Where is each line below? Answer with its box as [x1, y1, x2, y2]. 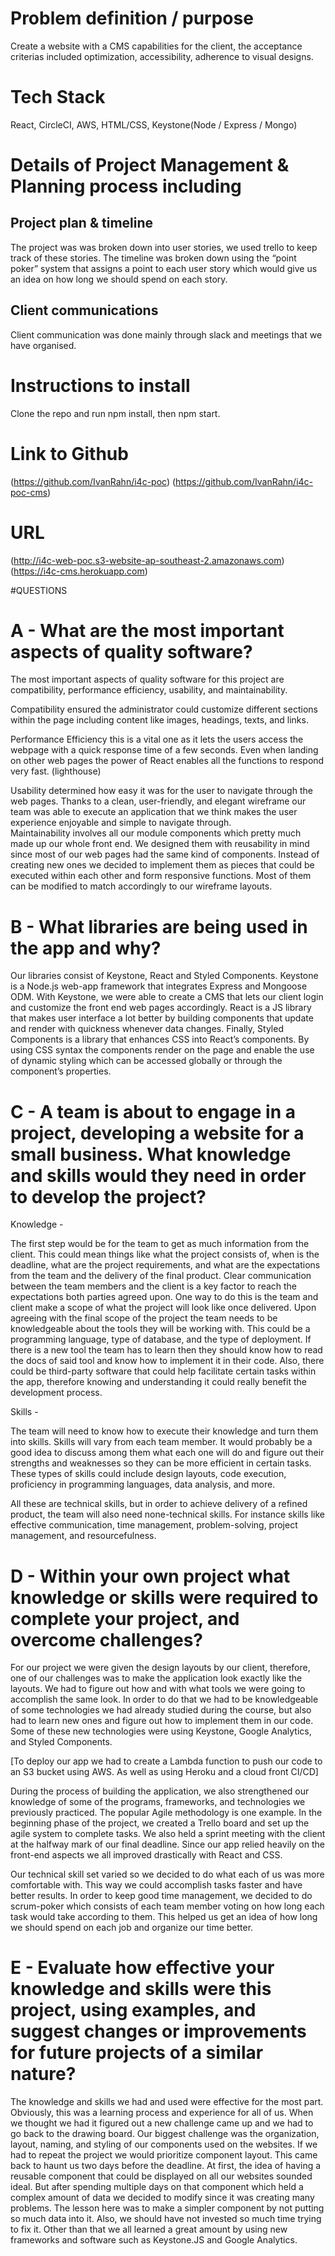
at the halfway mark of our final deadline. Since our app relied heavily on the [10, 1838, 325, 1851]
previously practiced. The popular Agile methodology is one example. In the [10, 1807, 323, 1819]
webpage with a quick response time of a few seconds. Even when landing [10, 744, 319, 756]
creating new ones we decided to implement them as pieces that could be [10, 859, 315, 871]
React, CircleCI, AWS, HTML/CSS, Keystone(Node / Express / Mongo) [10, 118, 298, 131]
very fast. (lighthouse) [10, 765, 102, 777]
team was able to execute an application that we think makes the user [10, 806, 298, 818]
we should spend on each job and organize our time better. [10, 1922, 254, 1934]
